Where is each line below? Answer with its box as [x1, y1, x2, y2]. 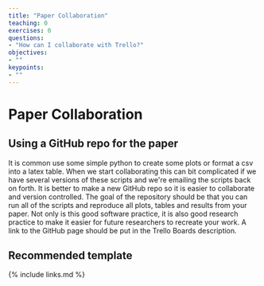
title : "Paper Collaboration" [8, 11, 109, 20]
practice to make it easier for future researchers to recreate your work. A [8, 217, 247, 227]
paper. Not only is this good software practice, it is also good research [8, 209, 239, 218]
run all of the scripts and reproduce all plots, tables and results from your [8, 200, 248, 210]
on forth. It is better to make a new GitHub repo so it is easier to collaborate [8, 183, 255, 193]
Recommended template [8, 249, 133, 263]
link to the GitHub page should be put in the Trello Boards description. [8, 225, 237, 235]
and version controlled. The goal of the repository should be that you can [8, 192, 248, 202]
